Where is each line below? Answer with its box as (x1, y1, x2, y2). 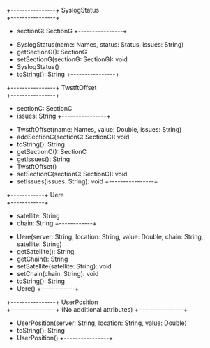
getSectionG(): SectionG (16, 48, 87, 56)
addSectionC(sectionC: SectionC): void (16, 133, 130, 141)
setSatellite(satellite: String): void (16, 262, 112, 271)
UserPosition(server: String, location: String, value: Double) (16, 319, 188, 327)
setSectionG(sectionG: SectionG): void (16, 55, 128, 63)
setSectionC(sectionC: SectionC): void (16, 170, 128, 178)
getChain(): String (16, 255, 68, 263)
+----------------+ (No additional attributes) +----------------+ (6, 305, 188, 313)
